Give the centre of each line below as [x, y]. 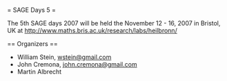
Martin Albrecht [39, 72]
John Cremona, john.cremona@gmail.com [77, 64]
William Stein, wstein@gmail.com [64, 57]
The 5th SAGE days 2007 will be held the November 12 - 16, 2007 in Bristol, [114, 23]
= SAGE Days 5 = [32, 10]
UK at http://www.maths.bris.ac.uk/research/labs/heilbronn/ [92, 31]
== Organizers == [33, 44]
